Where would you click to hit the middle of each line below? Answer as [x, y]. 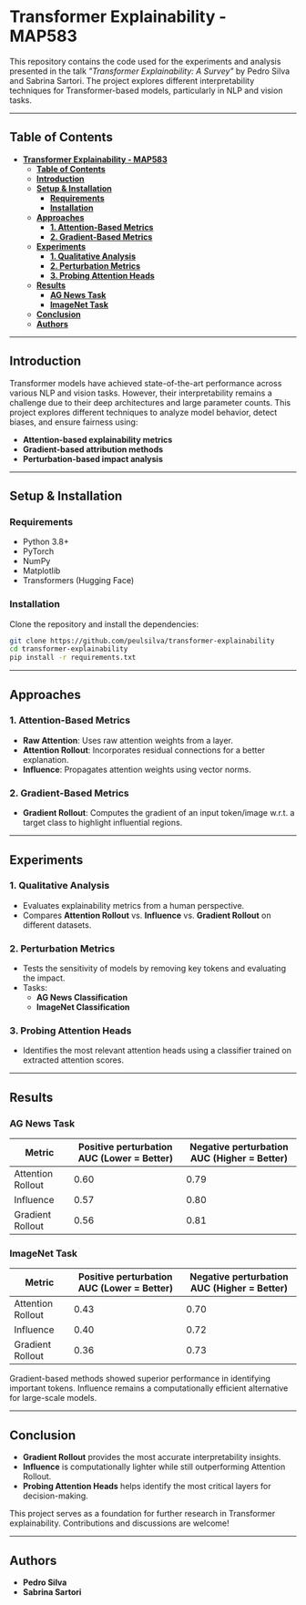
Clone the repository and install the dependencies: [104, 624]
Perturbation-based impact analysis [93, 458]
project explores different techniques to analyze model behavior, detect [143, 412]
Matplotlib [41, 571]
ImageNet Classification [83, 1007]
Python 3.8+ [46, 542]
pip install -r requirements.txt [73, 658]
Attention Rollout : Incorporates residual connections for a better [144, 750]
